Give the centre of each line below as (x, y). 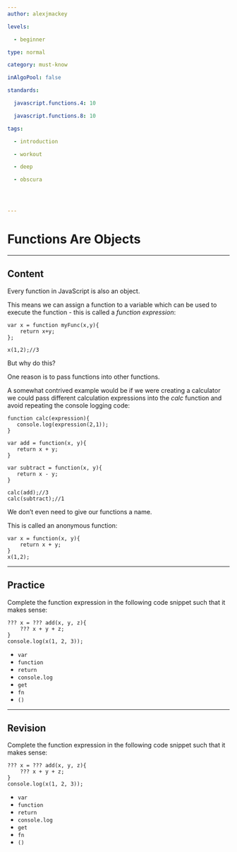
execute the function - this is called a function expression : (92, 312)
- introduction (36, 141)
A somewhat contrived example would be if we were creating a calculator (114, 390)
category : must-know (38, 65)
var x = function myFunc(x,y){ (53, 325)
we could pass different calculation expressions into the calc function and (115, 398)
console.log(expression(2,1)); (63, 425)
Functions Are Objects (74, 239)
